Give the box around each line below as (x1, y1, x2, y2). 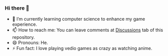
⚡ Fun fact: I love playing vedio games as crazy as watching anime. (12, 45, 153, 51)
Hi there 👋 (5, 5, 30, 12)
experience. (12, 21, 38, 27)
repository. (12, 34, 35, 40)
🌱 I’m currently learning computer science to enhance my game (12, 16, 145, 22)
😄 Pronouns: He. (12, 40, 48, 46)
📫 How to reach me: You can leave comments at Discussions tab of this (12, 27, 163, 33)
